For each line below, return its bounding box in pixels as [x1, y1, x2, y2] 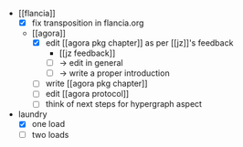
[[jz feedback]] [58, 47, 116, 58]
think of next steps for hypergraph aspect [45, 99, 203, 110]
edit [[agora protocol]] [45, 89, 130, 100]
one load [31, 119, 66, 130]
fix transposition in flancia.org [31, 17, 144, 28]
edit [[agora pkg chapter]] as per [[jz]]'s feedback [45, 37, 234, 48]
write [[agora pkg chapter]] [45, 78, 148, 89]
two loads [31, 129, 69, 140]
